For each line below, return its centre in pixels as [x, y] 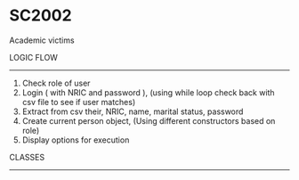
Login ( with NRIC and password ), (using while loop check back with [148, 92]
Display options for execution [76, 140]
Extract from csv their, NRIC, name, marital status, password [133, 111]
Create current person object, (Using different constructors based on [149, 120]
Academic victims [42, 40]
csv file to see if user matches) [79, 102]
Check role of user [56, 83]
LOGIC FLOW [33, 57]
